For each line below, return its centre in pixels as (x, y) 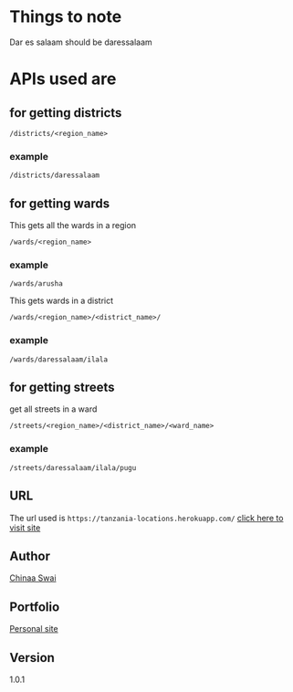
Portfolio (35, 607)
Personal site (34, 629)
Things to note (66, 17)
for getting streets (63, 388)
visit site (25, 528)
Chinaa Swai (33, 578)
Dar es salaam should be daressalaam (81, 42)
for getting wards (60, 203)
